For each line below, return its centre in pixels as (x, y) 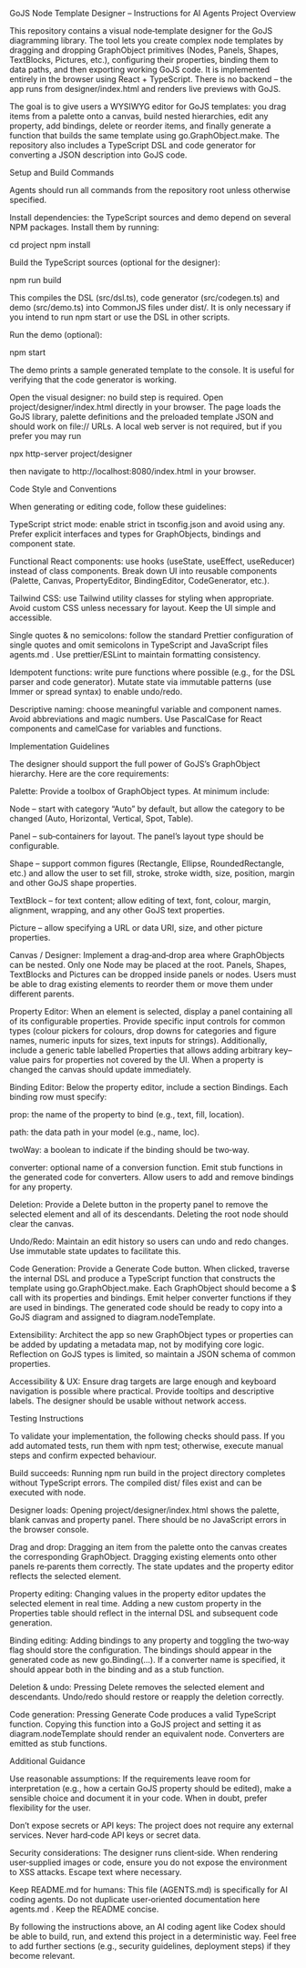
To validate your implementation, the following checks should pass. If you (147, 1436)
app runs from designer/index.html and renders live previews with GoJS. (145, 89)
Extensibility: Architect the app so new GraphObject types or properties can (152, 1335)
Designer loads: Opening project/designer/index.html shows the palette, (144, 1510)
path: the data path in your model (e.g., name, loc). (105, 1132)
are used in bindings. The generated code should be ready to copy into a (146, 1307)
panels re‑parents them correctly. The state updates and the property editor (152, 1566)
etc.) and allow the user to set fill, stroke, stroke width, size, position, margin (153, 873)
